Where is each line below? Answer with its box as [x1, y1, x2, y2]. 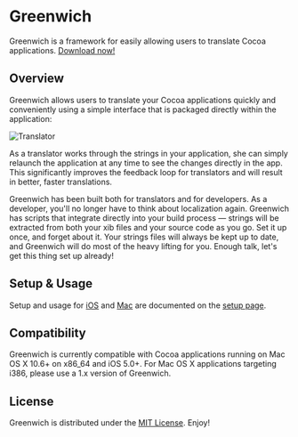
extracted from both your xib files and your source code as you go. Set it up [9, 222, 287, 232]
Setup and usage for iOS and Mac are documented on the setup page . [9, 300, 267, 311]
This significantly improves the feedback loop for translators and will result [9, 166, 283, 177]
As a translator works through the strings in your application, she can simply [9, 148, 289, 158]
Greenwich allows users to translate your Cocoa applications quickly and [9, 94, 277, 105]
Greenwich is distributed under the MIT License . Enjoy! [9, 417, 211, 428]
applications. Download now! [9, 45, 116, 55]
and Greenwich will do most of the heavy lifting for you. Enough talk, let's [9, 240, 278, 251]
